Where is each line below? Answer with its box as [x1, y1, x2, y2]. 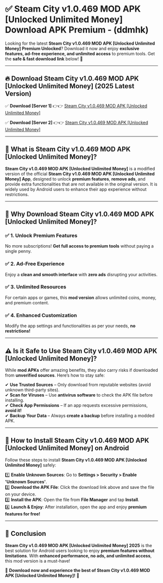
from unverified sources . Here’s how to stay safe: [5, 372, 105, 378]
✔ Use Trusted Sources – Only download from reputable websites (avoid [5, 382, 151, 387]
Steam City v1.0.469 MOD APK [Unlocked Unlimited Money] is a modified [5, 166, 155, 171]
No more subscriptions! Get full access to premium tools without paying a [5, 243, 154, 249]
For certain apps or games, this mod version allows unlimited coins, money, [5, 295, 157, 300]
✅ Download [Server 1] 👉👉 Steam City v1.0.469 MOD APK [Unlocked [5, 103, 147, 109]
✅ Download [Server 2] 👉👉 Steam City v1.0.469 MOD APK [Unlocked [5, 119, 148, 125]
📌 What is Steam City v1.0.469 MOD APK [5, 145, 131, 153]
